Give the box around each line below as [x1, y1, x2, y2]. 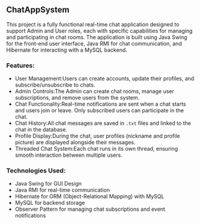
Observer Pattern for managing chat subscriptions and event [14, 205, 165, 213]
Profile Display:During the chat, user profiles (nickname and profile [14, 132, 180, 140]
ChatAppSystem [6, 5, 70, 15]
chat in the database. [14, 126, 68, 133]
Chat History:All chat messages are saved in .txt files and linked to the [14, 120, 191, 127]
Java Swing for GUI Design [14, 180, 82, 187]
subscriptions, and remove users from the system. [14, 94, 140, 101]
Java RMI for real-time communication [14, 186, 110, 194]
